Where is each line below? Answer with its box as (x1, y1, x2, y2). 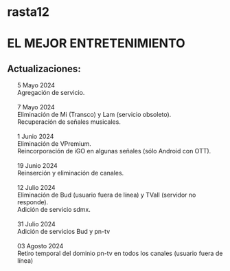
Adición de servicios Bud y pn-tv (16, 228, 111, 236)
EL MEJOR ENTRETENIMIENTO (7, 36, 185, 52)
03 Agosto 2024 (16, 242, 64, 250)
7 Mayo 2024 (16, 103, 55, 111)
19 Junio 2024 (16, 162, 58, 170)
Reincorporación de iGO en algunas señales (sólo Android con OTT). (16, 147, 211, 155)
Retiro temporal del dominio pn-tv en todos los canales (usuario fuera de (16, 249, 223, 258)
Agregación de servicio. (16, 89, 85, 97)
